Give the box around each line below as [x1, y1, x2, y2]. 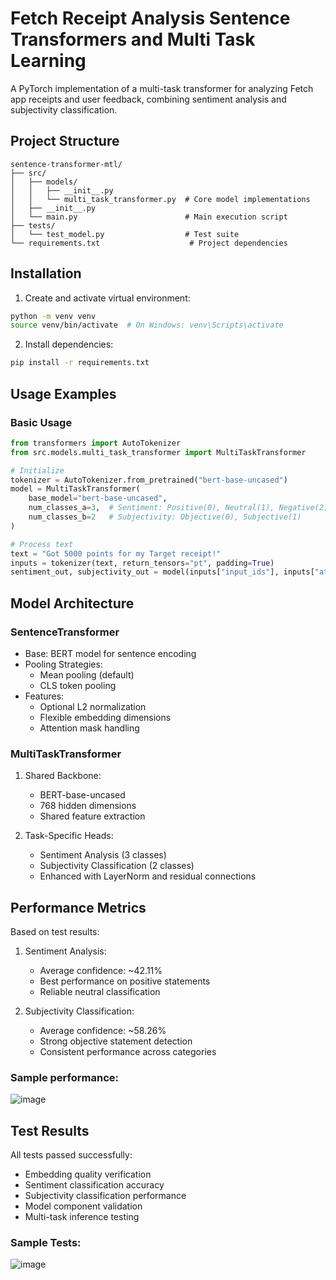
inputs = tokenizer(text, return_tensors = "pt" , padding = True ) [10, 558, 275, 568]
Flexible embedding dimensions [39, 711, 172, 723]
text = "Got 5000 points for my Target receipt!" [10, 548, 222, 559]
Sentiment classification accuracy [24, 1179, 165, 1191]
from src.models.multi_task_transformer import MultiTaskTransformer [10, 447, 307, 457]
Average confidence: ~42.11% [39, 965, 163, 977]
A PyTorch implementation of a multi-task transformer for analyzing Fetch [10, 82, 314, 94]
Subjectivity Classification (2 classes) [39, 860, 195, 872]
